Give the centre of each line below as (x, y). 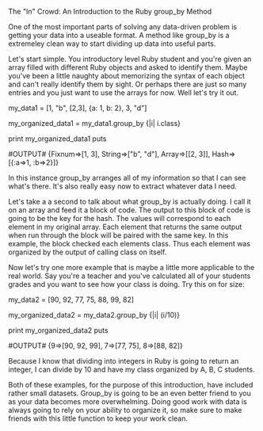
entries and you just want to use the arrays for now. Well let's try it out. (124, 93)
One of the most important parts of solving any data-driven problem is (123, 27)
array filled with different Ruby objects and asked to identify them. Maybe (128, 67)
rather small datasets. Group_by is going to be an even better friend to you (130, 393)
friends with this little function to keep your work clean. (98, 418)
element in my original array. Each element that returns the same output (125, 227)
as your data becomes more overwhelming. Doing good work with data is (128, 402)
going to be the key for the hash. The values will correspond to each (120, 218)
